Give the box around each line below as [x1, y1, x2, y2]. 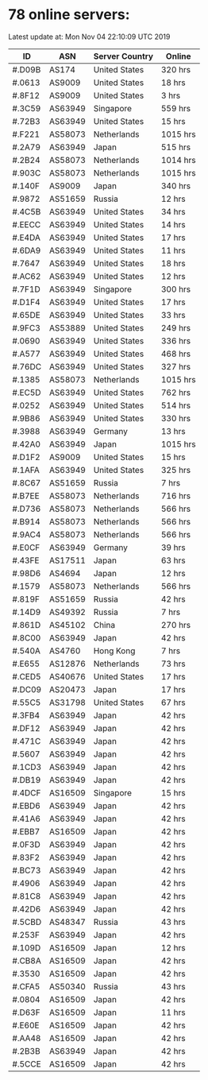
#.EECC [12, 219, 41, 230]
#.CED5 [12, 671, 41, 682]
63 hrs [160, 555, 186, 566]
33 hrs [160, 309, 186, 320]
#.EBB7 [12, 826, 40, 837]
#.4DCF [12, 787, 41, 798]
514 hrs [160, 400, 191, 411]
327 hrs [160, 361, 191, 372]
